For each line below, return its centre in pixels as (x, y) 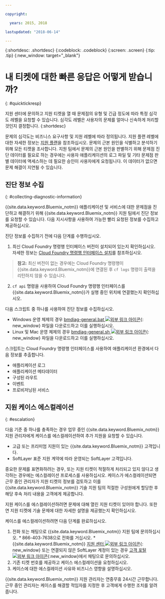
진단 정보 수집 (25, 184)
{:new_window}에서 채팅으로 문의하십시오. (89, 556)
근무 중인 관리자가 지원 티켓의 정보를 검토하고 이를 (53, 481)
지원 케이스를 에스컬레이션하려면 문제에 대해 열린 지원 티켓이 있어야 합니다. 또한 (81, 504)
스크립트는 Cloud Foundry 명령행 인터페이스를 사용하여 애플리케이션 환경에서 (79, 349)
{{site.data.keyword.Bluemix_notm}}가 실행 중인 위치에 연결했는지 (77, 292)
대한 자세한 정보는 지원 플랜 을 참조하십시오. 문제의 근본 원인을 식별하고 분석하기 (81, 143)
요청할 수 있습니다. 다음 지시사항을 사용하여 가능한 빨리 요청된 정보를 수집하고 (84, 219)
